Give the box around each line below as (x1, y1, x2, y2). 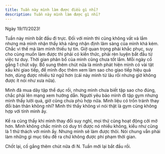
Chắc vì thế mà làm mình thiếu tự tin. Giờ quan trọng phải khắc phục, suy (5, 46, 153, 52)
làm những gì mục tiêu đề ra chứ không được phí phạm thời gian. (5, 134, 137, 140)
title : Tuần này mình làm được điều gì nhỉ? (5, 7, 98, 12)
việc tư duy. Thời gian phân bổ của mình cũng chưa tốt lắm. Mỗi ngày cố (5, 56, 152, 62)
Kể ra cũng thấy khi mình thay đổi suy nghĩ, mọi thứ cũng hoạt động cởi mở (5, 118, 158, 124)
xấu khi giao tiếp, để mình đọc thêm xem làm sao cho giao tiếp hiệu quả (5, 67, 151, 73)
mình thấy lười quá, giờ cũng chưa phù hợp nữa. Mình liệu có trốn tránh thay (5, 97, 160, 103)
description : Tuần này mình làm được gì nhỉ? (5, 12, 100, 17)
